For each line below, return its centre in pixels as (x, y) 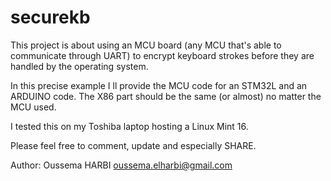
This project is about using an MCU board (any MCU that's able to (146, 45)
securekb (50, 17)
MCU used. (33, 107)
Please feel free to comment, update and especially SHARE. (133, 145)
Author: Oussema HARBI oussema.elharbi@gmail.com (121, 165)
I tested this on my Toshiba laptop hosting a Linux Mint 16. (129, 126)
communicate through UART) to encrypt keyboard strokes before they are (162, 55)
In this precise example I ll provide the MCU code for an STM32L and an (159, 85)
